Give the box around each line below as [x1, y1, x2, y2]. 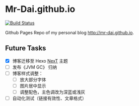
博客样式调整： [12, 70, 43, 76]
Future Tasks [5, 44, 46, 53]
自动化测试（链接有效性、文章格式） [12, 96, 87, 102]
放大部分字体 [19, 76, 46, 83]
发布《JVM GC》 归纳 [12, 64, 57, 70]
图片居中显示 [19, 83, 46, 89]
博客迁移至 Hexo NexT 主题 [12, 58, 68, 64]
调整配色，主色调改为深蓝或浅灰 [19, 89, 85, 95]
